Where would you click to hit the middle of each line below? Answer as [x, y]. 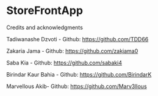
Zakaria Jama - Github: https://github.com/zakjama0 [72, 51]
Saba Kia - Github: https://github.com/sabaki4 [64, 63]
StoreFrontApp [45, 11]
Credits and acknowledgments [45, 27]
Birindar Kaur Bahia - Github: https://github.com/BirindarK [79, 74]
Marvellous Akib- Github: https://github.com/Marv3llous [77, 86]
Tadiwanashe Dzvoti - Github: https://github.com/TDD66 [77, 39]
